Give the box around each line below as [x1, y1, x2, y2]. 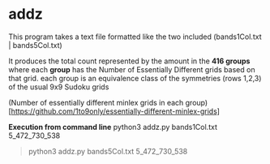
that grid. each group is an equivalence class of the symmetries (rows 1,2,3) [8, 73, 262, 83]
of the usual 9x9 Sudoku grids [8, 82, 109, 92]
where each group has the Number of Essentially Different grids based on [8, 64, 255, 74]
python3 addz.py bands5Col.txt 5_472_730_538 [28, 146, 188, 156]
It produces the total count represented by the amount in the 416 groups [8, 56, 251, 66]
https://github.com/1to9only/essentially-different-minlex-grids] [11, 106, 221, 116]
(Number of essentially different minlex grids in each [8, 97, 184, 107]
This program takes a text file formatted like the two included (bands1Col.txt [8, 32, 262, 41]
